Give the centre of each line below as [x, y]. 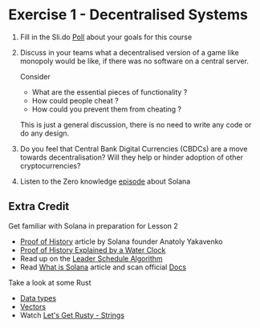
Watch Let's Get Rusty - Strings [72, 315]
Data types [38, 298]
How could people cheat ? [75, 100]
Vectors [33, 306]
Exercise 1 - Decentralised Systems [128, 15]
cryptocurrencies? [50, 165]
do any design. [45, 133]
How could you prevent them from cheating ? [107, 109]
